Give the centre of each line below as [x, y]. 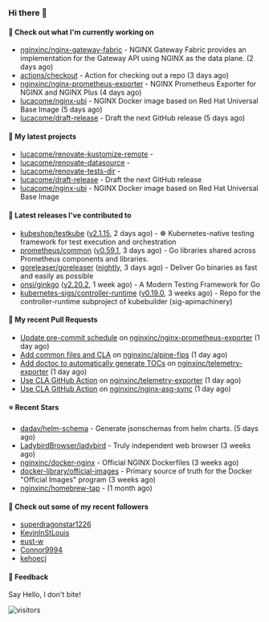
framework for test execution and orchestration [98, 242]
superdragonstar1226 [55, 524]
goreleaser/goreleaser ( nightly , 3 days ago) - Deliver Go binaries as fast [139, 267]
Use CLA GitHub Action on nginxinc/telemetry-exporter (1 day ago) [130, 380]
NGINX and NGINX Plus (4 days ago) [81, 92]
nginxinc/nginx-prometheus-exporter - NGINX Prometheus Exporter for [138, 84]
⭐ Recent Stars [34, 408]
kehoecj [33, 559]
